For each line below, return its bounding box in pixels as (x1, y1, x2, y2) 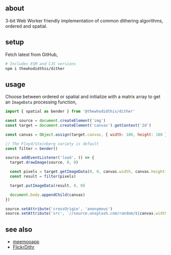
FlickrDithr (12, 244, 35, 250)
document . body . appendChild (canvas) (10, 192, 85, 197)
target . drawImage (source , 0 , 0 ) (10, 160, 79, 165)
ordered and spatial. (5, 23, 47, 29)
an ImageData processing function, (5, 99, 77, 105)
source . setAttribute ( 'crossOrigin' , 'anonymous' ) (5, 206, 113, 211)
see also (5, 225, 33, 234)
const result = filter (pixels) (10, 174, 76, 179)
